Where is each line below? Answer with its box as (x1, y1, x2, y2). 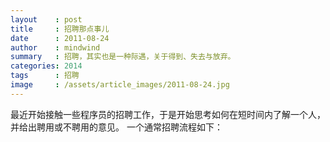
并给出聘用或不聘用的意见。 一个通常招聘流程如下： (10, 121, 223, 133)
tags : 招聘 (10, 71, 80, 81)
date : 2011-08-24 (10, 33, 110, 43)
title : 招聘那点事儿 (10, 24, 110, 34)
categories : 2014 (10, 61, 83, 71)
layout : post (10, 14, 83, 25)
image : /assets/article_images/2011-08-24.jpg (10, 80, 230, 90)
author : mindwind (10, 42, 101, 53)
